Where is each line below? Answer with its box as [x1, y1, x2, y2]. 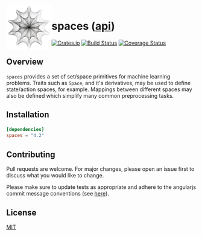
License [6, 207, 37, 218]
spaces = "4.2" [6, 133, 45, 139]
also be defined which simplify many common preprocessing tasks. [6, 92, 174, 99]
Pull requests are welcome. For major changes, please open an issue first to [6, 165, 195, 173]
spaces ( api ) [51, 19, 115, 33]
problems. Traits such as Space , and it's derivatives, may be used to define [6, 79, 191, 86]
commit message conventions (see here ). [6, 190, 110, 197]
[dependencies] [6, 126, 45, 132]
